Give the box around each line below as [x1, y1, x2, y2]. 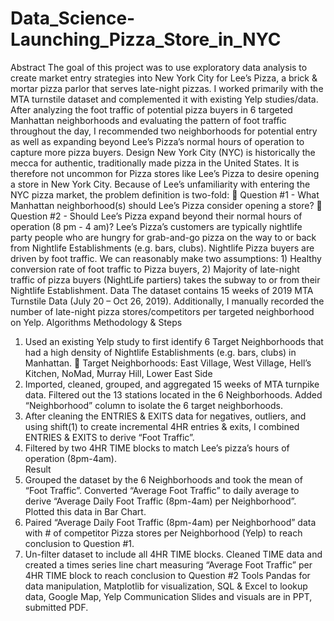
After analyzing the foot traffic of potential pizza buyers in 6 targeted [10, 103, 293, 116]
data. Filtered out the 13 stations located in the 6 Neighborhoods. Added [24, 388, 323, 401]
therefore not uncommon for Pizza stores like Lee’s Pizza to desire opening [10, 167, 320, 179]
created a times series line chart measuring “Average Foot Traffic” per [24, 558, 313, 571]
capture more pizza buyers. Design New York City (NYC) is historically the [10, 146, 316, 158]
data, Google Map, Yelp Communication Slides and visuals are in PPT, [24, 590, 313, 602]
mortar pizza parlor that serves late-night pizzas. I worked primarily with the [10, 82, 324, 94]
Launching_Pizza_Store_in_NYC [10, 28, 282, 51]
